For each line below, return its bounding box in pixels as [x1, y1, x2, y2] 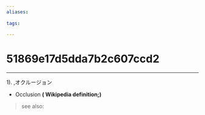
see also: [21, 103, 45, 110]
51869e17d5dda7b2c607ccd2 [6, 52, 160, 66]
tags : [6, 20, 20, 26]
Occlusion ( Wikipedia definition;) [15, 91, 102, 98]
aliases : [6, 9, 29, 15]
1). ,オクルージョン [6, 78, 52, 86]
